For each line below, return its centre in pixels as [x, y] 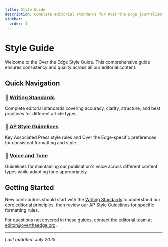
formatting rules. [22, 210]
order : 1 [19, 24]
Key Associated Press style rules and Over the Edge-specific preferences [81, 137]
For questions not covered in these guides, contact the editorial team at [79, 220]
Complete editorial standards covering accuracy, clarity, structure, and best [83, 108]
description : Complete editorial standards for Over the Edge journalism [84, 14]
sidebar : [14, 19]
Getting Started [30, 187]
